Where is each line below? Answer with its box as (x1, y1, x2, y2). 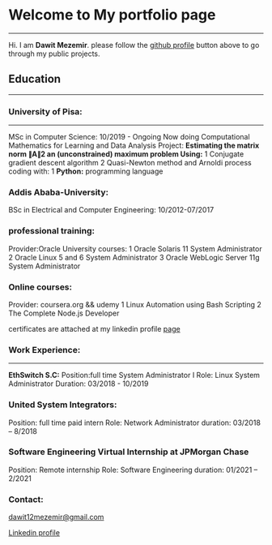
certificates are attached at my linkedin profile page (8, 324, 181, 333)
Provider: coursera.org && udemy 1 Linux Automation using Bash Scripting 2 (8, 299, 261, 309)
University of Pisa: (8, 105, 83, 117)
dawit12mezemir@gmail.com (8, 513, 104, 522)
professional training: (8, 225, 96, 237)
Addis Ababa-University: (8, 187, 109, 198)
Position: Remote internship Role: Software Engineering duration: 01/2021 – (8, 465, 258, 474)
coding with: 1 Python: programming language (8, 166, 164, 176)
